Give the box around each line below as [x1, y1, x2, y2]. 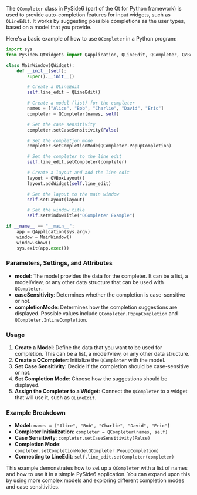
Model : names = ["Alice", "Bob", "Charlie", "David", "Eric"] [14, 422, 170, 429]
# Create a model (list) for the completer [27, 100, 135, 106]
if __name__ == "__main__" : [6, 223, 75, 230]
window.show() [16, 240, 51, 245]
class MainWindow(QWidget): [6, 62, 75, 68]
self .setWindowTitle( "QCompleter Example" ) [27, 213, 135, 219]
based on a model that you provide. [6, 23, 92, 31]
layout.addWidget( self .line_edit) [27, 180, 111, 187]
